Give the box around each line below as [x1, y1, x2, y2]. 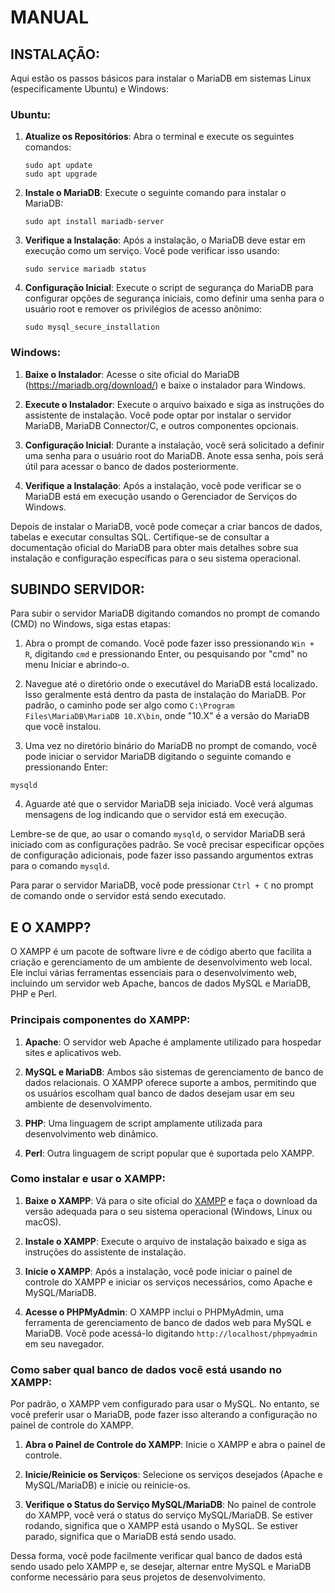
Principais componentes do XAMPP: [10, 1013, 191, 1027]
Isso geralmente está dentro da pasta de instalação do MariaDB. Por [24, 689, 307, 701]
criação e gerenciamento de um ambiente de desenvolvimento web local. [10, 956, 313, 968]
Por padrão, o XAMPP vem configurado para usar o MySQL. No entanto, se [10, 1398, 320, 1410]
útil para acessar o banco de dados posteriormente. [24, 460, 239, 472]
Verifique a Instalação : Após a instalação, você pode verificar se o [24, 479, 302, 491]
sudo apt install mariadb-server [24, 217, 165, 227]
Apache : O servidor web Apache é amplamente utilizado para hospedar [24, 1036, 322, 1048]
